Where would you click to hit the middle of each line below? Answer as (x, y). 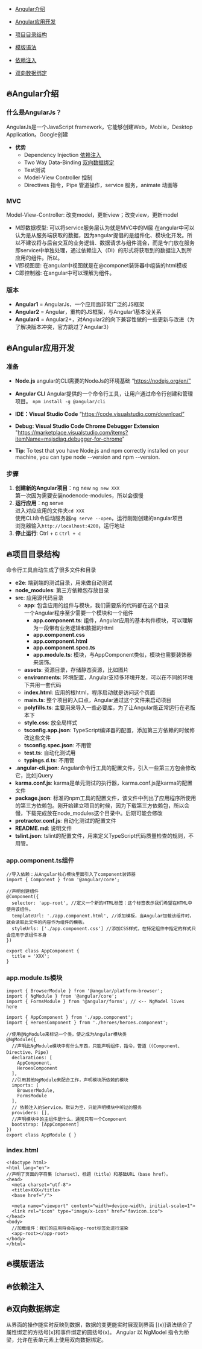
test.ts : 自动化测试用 (50, 753)
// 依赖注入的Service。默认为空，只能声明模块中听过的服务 (77, 1107)
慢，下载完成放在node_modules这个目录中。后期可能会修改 (89, 813)
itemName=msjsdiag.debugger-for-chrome (68, 439)
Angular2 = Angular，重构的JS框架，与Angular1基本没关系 (88, 312)
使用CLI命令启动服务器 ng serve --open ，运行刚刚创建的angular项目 (99, 518)
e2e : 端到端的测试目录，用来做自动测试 (64, 583)
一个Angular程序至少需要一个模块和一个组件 (79, 613)
